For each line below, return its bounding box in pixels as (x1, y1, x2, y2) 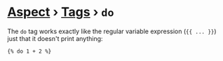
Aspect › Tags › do (7, 4, 114, 20)
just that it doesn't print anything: (7, 34, 103, 42)
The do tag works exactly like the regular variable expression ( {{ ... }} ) (7, 27, 217, 35)
